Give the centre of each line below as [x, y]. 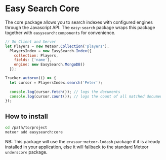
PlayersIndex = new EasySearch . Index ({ [51, 51]
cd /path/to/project [26, 128]
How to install [27, 116]
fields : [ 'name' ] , [33, 60]
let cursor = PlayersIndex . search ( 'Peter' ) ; [56, 82]
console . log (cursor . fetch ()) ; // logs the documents [65, 92]
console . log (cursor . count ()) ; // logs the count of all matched [77, 96]
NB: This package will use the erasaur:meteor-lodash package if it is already [83, 141]
